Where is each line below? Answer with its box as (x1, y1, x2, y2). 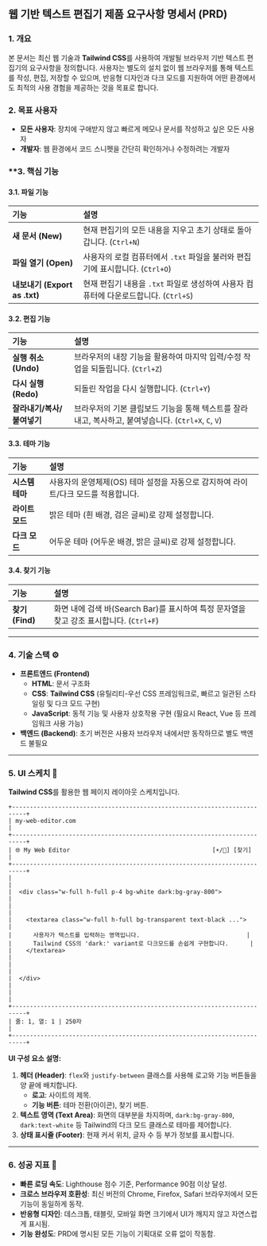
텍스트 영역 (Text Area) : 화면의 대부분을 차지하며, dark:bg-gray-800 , (19, 1110, 234, 1120)
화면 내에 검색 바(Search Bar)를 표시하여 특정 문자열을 (53, 603, 246, 614)
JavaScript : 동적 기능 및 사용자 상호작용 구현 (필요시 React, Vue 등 (31, 708, 242, 718)
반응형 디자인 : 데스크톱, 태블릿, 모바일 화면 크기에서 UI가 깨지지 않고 (19, 1209, 230, 1218)
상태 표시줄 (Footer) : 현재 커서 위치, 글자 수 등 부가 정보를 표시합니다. (19, 1130, 234, 1139)
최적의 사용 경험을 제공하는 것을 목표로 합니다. (16, 83, 159, 92)
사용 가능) (52, 719, 83, 728)
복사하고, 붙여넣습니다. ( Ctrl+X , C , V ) (92, 415, 222, 426)
